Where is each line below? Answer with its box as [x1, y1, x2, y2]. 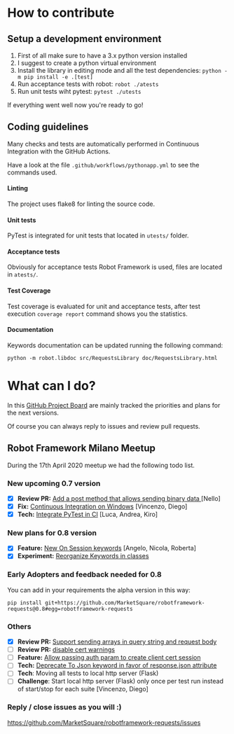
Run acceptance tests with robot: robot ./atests [17, 80, 159, 88]
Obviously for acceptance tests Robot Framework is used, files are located [7, 263, 223, 271]
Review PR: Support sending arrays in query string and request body [17, 637, 217, 646]
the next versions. [7, 408, 60, 417]
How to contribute [7, 5, 115, 21]
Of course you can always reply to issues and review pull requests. [7, 422, 201, 430]
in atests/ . [7, 270, 39, 279]
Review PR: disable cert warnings [17, 646, 116, 654]
